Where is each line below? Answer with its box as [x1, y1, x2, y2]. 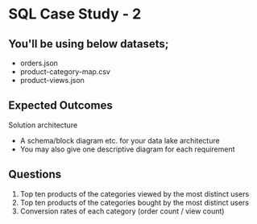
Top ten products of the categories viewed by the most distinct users [19, 189, 250, 198]
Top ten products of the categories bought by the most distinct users [19, 197, 250, 207]
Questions [8, 168, 62, 181]
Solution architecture [8, 120, 78, 130]
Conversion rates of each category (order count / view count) [19, 206, 225, 216]
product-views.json [19, 76, 85, 85]
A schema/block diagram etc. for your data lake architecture [19, 135, 220, 145]
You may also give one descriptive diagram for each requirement [19, 144, 235, 154]
